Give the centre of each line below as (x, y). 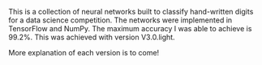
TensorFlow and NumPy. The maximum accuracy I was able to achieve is (130, 28)
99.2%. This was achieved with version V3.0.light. (92, 37)
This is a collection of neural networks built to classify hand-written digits (131, 12)
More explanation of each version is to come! (84, 53)
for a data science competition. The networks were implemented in (120, 20)
